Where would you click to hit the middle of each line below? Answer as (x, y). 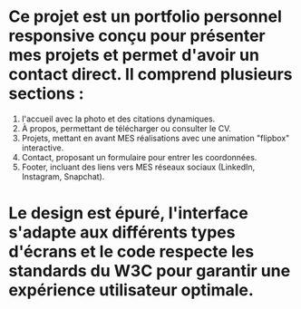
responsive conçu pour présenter (137, 36)
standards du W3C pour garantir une (150, 271)
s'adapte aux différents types (122, 232)
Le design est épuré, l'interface (128, 213)
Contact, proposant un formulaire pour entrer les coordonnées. (139, 157)
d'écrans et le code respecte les (131, 252)
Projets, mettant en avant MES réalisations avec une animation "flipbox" (155, 138)
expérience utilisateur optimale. (131, 290)
